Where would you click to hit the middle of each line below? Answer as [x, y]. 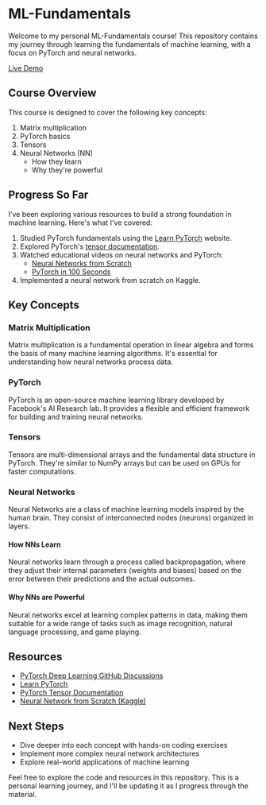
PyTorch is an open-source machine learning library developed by [116, 400]
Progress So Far [48, 195]
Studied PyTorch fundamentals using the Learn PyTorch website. [126, 238]
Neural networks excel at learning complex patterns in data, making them [128, 615]
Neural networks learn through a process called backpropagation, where [127, 562]
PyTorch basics [45, 136]
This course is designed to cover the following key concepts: [108, 112]
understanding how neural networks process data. [91, 362]
